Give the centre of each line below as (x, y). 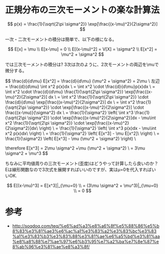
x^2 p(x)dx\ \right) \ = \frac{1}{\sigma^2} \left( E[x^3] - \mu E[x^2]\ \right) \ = (82, 133)
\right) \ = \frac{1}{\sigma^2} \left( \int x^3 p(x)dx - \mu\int (98, 128)
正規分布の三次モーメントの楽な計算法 (82, 10)
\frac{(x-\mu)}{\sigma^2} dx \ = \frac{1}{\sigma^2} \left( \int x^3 (69, 112)
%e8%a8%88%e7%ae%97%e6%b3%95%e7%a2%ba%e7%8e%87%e (85, 241)
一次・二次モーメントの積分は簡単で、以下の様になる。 (61, 39)
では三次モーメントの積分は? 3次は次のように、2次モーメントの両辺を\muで (82, 64)
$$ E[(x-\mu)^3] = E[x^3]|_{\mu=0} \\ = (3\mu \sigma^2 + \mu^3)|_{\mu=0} (82, 185)
